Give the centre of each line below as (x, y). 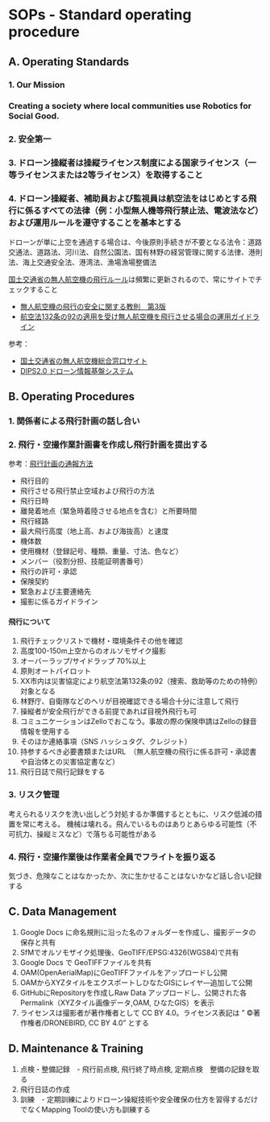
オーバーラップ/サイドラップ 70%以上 (83, 661)
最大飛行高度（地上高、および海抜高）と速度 (94, 531)
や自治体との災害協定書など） (69, 762)
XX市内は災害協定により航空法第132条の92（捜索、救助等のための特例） (141, 681)
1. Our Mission (37, 85)
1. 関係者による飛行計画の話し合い (74, 420)
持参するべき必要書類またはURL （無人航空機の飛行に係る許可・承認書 (138, 751)
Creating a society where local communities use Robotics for (130, 106)
